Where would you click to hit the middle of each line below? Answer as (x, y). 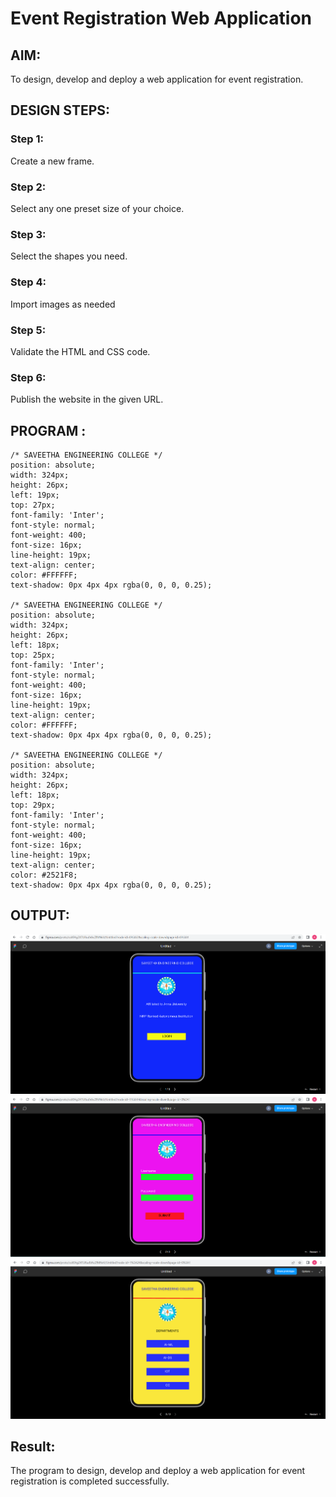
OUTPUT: (40, 915)
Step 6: (28, 377)
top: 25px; (33, 655)
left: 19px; (35, 495)
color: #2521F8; (44, 875)
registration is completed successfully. (90, 1481)
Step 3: (28, 234)
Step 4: (28, 282)
